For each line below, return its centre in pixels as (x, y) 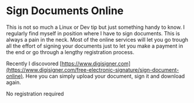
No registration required (35, 94)
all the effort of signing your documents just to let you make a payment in (95, 46)
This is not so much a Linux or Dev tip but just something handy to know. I (96, 27)
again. (14, 82)
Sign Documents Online (65, 11)
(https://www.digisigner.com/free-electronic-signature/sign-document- (93, 69)
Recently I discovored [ (34, 64)
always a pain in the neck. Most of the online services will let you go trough (97, 39)
